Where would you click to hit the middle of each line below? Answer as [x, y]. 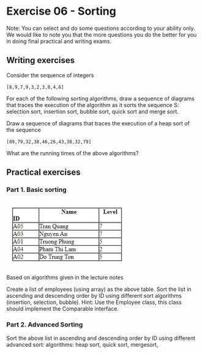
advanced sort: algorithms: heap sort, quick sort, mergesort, [82, 344]
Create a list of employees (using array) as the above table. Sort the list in [99, 289]
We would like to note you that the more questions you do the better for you [102, 34]
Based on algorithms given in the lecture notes [65, 278]
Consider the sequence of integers [50, 75]
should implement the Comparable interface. [63, 309]
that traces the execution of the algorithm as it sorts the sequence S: [93, 105]
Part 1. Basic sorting [37, 190]
